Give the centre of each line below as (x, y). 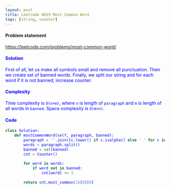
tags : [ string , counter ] (31, 19)
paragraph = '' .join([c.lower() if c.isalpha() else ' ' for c (91, 140)
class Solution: (22, 131)
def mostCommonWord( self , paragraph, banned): (64, 135)
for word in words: (44, 164)
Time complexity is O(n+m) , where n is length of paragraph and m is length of (83, 103)
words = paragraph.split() (52, 145)
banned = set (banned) (46, 150)
